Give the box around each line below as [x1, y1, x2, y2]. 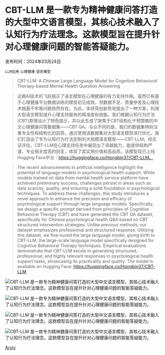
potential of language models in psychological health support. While [17, 169, 155, 175]
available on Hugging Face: [17, 263, 73, 269]
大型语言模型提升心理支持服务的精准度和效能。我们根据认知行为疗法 [17, 111, 155, 117]
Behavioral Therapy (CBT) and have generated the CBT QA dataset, [17, 211, 154, 217]
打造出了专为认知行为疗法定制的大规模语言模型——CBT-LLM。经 [21, 136, 153, 142]
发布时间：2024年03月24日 [5, 58, 61, 64]
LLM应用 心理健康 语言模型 [5, 69, 51, 74]
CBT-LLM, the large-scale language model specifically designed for [17, 237, 154, 243]
